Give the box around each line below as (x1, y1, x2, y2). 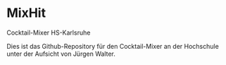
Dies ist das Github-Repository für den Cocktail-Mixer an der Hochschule (6, 42, 219, 50)
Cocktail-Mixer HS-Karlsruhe (6, 28, 91, 37)
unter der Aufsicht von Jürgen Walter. (6, 49, 115, 58)
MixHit (6, 5, 46, 21)
